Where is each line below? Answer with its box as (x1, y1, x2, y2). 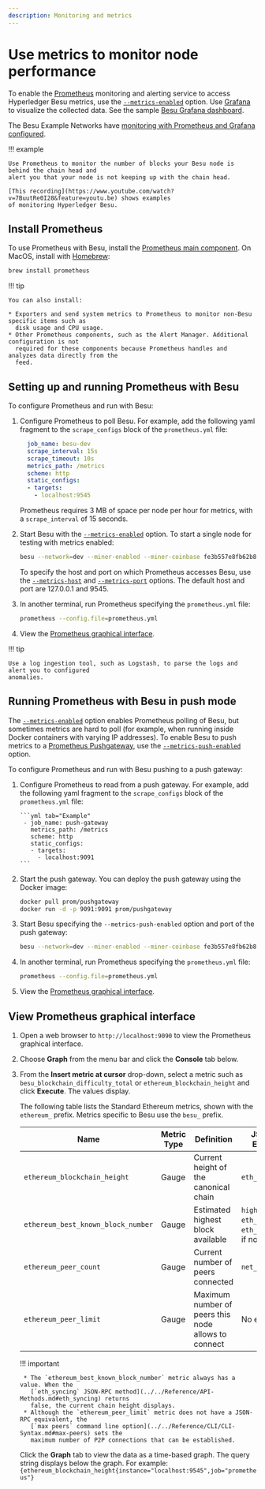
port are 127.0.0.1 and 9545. (19, 583, 109, 593)
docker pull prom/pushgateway (19, 898, 120, 906)
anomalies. (8, 673, 44, 681)
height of (193, 1161, 227, 1172)
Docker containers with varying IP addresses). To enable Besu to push (8, 732, 237, 742)
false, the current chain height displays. (30, 1401, 176, 1409)
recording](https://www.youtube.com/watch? (28, 187, 175, 195)
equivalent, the (34, 1415, 88, 1423)
